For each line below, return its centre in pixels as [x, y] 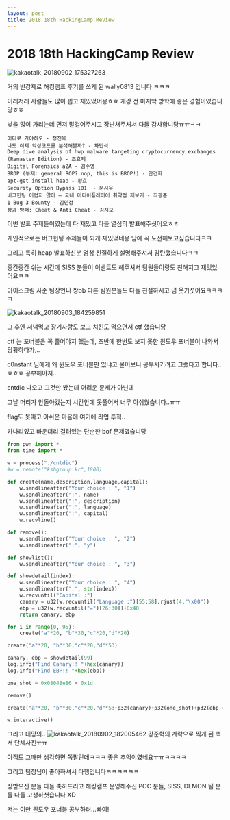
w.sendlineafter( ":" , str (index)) [68, 589]
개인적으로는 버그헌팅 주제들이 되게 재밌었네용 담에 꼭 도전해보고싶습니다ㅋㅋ [110, 238]
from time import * [35, 451]
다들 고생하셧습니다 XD [45, 795]
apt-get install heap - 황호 [47, 181]
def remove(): [27, 533]
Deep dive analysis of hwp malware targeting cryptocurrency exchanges [111, 152]
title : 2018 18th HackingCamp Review [61, 20]
